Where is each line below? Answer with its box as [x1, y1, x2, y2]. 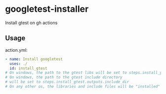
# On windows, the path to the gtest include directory [5, 75, 123, 80]
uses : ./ [9, 61, 28, 66]
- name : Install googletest [5, 57, 63, 62]
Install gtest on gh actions [5, 20, 58, 26]
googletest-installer [5, 3, 89, 15]
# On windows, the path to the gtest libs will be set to [5, 70, 127, 75]
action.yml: [5, 47, 28, 53]
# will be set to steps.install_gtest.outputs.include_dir [5, 80, 129, 85]
